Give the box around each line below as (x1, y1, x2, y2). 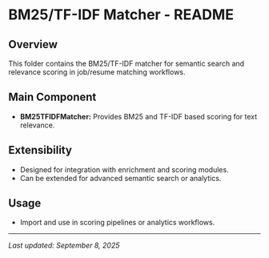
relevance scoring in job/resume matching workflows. (8, 67, 186, 77)
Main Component (8, 91, 97, 104)
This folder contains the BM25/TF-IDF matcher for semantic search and (8, 58, 245, 68)
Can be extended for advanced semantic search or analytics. (19, 173, 222, 183)
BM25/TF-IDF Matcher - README (8, 6, 235, 24)
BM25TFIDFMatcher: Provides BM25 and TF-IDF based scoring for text (19, 111, 258, 121)
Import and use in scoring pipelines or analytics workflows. (19, 218, 215, 228)
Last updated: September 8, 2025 (8, 240, 120, 250)
